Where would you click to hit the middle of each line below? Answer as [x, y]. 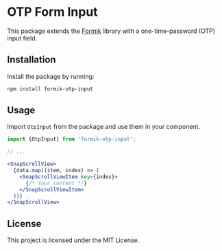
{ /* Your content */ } [56, 183]
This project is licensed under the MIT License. [73, 240]
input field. [22, 38]
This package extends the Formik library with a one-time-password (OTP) [111, 31]
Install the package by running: [51, 76]
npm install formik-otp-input [50, 89]
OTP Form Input [52, 12]
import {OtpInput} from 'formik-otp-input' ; [72, 139]
